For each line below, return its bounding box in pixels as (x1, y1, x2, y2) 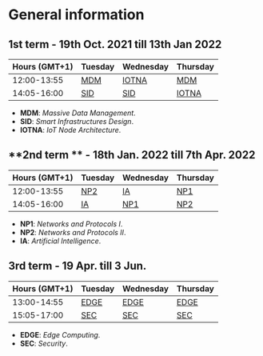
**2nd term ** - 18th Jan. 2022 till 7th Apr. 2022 (8, 148, 256, 162)
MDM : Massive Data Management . (19, 108, 136, 118)
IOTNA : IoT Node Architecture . (19, 126, 122, 134)
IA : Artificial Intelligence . (19, 236, 102, 246)
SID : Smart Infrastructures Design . (19, 117, 134, 126)
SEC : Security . (19, 338, 68, 348)
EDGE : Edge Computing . (19, 330, 101, 339)
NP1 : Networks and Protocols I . (19, 218, 123, 229)
